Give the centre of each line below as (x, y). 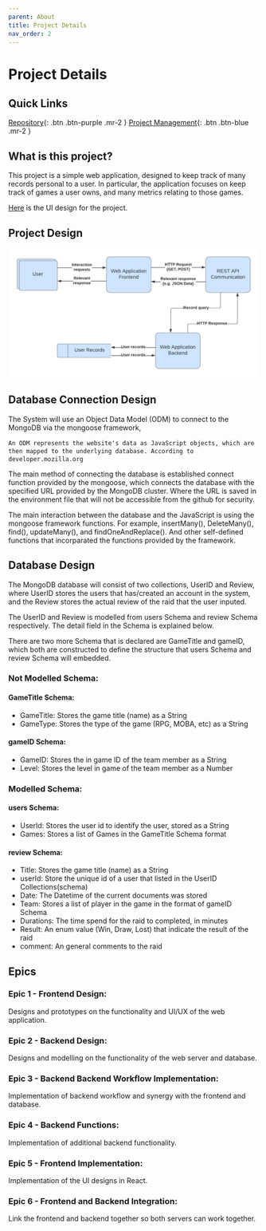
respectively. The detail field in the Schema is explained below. (111, 625)
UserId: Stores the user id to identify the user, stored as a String (124, 825)
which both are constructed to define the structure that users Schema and (130, 649)
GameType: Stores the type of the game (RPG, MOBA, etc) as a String (134, 724)
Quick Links (38, 103)
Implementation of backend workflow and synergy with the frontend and (127, 1096)
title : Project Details (48, 25)
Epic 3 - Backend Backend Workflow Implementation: (113, 1079)
